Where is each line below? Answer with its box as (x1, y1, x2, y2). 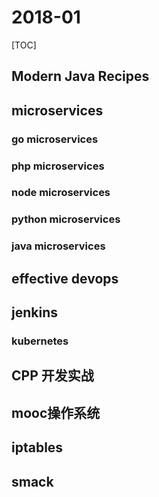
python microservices (11, 212, 121, 226)
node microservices (11, 186, 111, 200)
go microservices (11, 132, 99, 146)
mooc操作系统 (11, 404, 101, 421)
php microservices (11, 159, 105, 173)
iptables (11, 439, 64, 456)
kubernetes (11, 334, 69, 348)
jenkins (11, 304, 58, 321)
